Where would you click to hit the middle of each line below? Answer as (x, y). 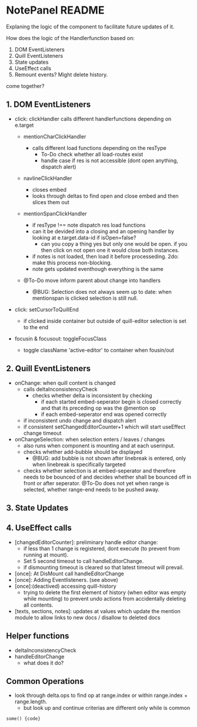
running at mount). (46, 555)
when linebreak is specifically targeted (79, 464)
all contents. (38, 605)
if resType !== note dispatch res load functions (89, 225)
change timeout (42, 433)
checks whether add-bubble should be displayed (83, 451)
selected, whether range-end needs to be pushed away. (91, 489)
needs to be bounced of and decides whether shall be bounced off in (107, 477)
